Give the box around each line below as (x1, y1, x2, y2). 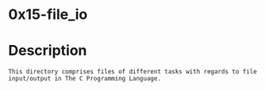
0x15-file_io (8, 6, 88, 24)
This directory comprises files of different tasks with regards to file (8, 68, 258, 76)
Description (8, 42, 87, 60)
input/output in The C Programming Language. (8, 75, 161, 83)
